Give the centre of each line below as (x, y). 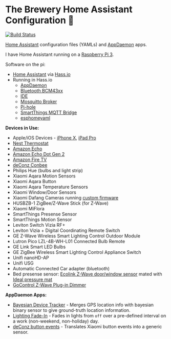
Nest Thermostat (30, 143)
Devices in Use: (22, 128)
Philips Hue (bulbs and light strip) (48, 170)
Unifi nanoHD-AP (31, 257)
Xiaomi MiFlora (28, 208)
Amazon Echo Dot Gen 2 (39, 154)
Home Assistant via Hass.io (41, 74)
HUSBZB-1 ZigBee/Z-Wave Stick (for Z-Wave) (61, 203)
